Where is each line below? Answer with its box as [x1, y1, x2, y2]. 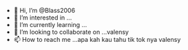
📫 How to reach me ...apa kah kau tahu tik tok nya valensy [13, 36, 181, 43]
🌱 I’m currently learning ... [13, 21, 87, 28]
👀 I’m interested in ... [13, 14, 72, 22]
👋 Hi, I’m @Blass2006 [13, 7, 76, 14]
